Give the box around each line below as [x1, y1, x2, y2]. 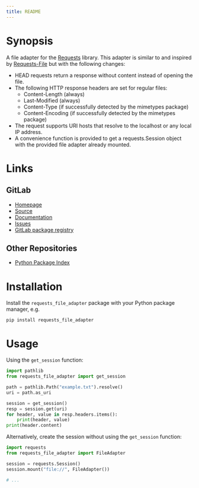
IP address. [14, 128, 43, 135]
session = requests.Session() [6, 461, 81, 467]
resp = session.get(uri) [6, 406, 68, 412]
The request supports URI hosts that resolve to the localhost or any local [14, 122, 192, 129]
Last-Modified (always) [23, 97, 81, 104]
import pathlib [6, 368, 44, 374]
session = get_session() [6, 400, 68, 406]
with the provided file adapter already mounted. [14, 141, 131, 148]
